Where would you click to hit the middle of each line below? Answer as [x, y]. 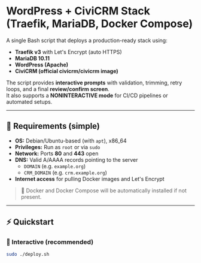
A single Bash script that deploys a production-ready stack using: [87, 40]
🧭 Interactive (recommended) [50, 242]
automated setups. [29, 102]
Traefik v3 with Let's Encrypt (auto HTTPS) [68, 52]
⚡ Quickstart [30, 222]
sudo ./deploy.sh [28, 255]
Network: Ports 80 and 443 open [57, 153]
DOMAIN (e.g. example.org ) [55, 166]
